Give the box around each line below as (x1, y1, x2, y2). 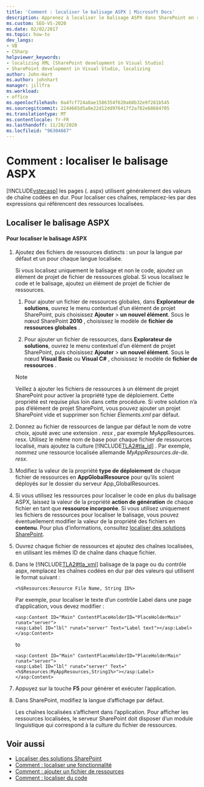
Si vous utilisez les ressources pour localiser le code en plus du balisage (15, 492, 197, 499)
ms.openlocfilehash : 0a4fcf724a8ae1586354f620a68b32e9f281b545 (6, 99, 170, 105)
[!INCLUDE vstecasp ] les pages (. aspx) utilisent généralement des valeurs (6, 187, 191, 194)
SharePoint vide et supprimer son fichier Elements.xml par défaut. (15, 411, 180, 418)
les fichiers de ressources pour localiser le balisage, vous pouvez (15, 511, 179, 518)
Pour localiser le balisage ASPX (6, 235, 87, 242)
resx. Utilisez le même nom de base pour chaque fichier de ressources (15, 436, 192, 443)
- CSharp (6, 49, 29, 55)
